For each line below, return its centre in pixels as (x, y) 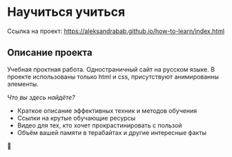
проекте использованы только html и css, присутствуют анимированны (113, 76)
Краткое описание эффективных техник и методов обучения (107, 110)
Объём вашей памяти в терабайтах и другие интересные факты (112, 132)
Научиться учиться (66, 12)
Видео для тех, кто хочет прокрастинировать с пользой (99, 125)
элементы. (23, 84)
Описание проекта (50, 53)
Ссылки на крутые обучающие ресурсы (76, 118)
